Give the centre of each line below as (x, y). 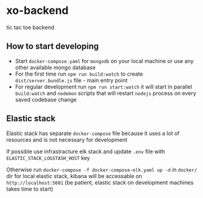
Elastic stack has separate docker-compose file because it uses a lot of (93, 133)
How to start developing (52, 46)
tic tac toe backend (30, 27)
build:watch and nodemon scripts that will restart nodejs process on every (106, 93)
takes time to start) (30, 189)
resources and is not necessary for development (67, 139)
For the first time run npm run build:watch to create (79, 74)
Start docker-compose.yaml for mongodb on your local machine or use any (104, 61)
